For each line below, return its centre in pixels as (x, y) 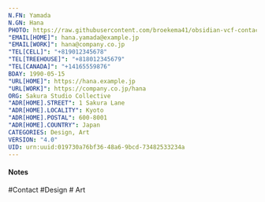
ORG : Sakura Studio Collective (60, 96)
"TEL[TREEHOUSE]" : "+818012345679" (67, 60)
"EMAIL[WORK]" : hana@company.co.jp (67, 45)
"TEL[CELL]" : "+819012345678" (58, 52)
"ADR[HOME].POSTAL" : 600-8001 (58, 118)
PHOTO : (19, 30)
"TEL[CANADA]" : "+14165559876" (60, 67)
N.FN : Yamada (30, 15)
